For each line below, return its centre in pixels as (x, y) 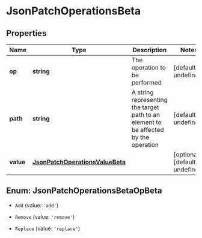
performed (147, 82)
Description (150, 50)
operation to (149, 67)
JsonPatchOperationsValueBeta (79, 162)
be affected (148, 130)
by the (140, 137)
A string (142, 92)
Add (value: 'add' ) (37, 205)
